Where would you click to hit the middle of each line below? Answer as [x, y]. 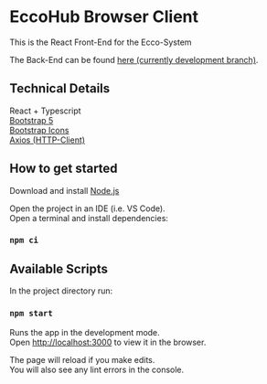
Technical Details [60, 89]
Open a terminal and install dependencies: [89, 218]
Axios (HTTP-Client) [47, 140]
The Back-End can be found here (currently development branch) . [134, 59]
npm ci [24, 240]
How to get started [64, 169]
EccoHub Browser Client [104, 17]
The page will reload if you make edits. [82, 359]
